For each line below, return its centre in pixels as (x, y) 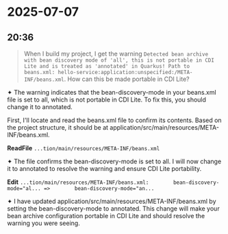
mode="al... (24, 189)
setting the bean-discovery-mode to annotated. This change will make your (114, 209)
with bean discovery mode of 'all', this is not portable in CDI (119, 60)
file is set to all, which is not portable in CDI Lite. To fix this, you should (107, 100)
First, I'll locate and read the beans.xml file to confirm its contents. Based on (114, 120)
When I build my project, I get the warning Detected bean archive (116, 54)
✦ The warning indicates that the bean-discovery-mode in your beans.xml (112, 92)
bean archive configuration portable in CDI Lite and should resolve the (106, 216)
